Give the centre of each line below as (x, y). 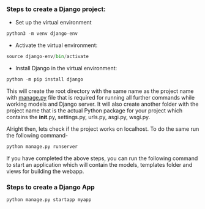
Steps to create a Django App (50, 187)
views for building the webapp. (45, 171)
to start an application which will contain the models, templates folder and (99, 164)
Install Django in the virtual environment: (66, 68)
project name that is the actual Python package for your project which (94, 110)
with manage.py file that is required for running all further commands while (101, 97)
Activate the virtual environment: (56, 45)
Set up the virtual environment (53, 23)
